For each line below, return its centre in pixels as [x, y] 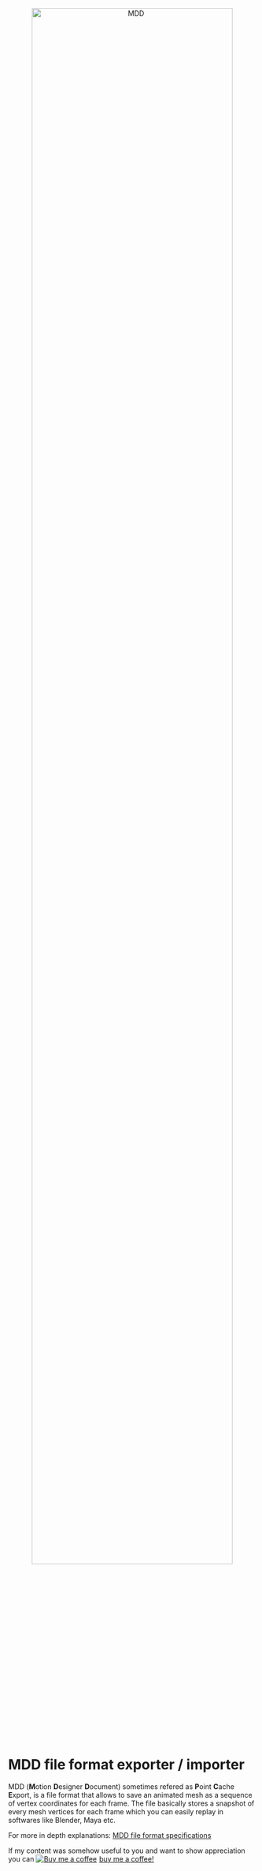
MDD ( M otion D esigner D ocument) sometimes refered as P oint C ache [121, 1786]
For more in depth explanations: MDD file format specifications [110, 1835]
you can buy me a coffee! [81, 1858]
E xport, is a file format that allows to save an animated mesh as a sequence [131, 1795]
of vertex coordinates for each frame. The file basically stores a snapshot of [131, 1803]
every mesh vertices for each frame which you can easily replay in [116, 1811]
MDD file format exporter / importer [127, 1765]
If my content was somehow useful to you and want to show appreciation [127, 1851]
